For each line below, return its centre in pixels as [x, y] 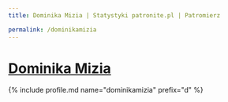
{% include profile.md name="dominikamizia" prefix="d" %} [106, 90]
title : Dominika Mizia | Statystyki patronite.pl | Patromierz [114, 15]
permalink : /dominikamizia [52, 29]
